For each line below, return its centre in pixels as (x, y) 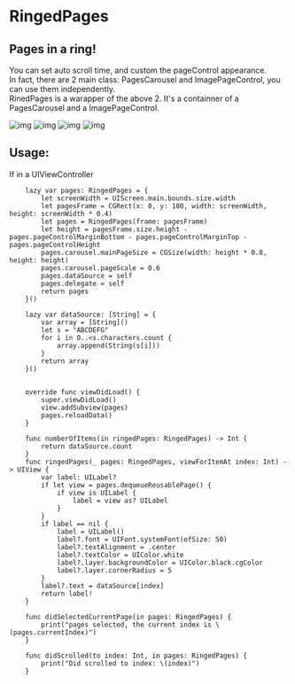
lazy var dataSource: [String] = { (91, 315)
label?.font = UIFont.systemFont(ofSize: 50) (142, 539)
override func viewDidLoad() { (83, 392)
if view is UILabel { (97, 493)
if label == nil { (75, 524)
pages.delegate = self (83, 284)
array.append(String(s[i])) (109, 346)
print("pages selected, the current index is (127, 625)
